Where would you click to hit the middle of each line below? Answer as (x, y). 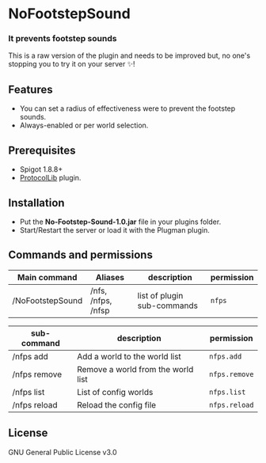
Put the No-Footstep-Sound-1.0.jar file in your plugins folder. (120, 222)
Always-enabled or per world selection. (84, 125)
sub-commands (167, 306)
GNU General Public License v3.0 (63, 452)
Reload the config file (116, 404)
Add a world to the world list (129, 356)
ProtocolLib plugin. (50, 178)
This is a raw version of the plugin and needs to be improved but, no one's (129, 55)
